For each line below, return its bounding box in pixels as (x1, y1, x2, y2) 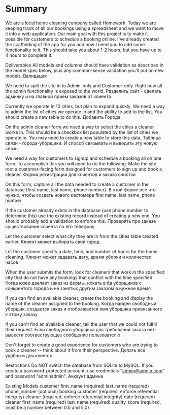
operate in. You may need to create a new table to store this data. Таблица (5, 134, 161, 141)
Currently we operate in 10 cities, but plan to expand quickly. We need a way (5, 103, 165, 109)
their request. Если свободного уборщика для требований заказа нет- (5, 326, 157, 332)
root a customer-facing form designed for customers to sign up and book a (5, 166, 162, 172)
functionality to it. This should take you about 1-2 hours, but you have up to (5, 47, 162, 53)
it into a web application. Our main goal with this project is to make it (5, 30, 148, 37)
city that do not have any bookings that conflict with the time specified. (5, 274, 154, 281)
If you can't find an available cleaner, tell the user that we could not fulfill (5, 321, 157, 327)
